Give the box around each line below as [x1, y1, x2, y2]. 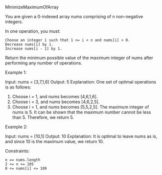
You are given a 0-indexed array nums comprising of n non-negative [5, 14, 143, 19]
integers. [5, 19, 23, 24]
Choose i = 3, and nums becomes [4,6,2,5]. [12, 99, 100, 105]
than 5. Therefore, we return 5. [12, 114, 74, 120]
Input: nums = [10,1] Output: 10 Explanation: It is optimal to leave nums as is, [5, 133, 158, 139]
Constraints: [5, 148, 30, 153]
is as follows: [5, 84, 31, 90]
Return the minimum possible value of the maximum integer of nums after [5, 55, 153, 61]
